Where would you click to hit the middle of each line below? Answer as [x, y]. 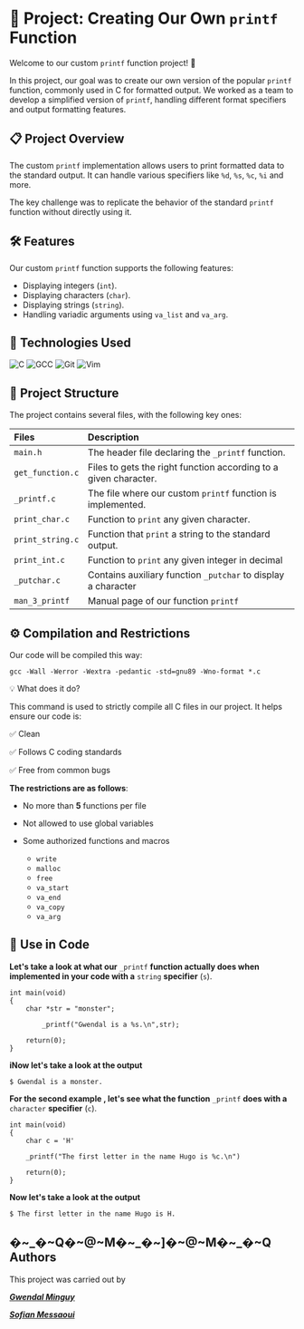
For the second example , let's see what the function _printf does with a [148, 1098]
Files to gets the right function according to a [183, 468]
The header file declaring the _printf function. [186, 452]
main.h [28, 453]
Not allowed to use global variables [88, 823]
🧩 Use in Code [50, 945]
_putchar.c [37, 581]
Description [114, 437]
